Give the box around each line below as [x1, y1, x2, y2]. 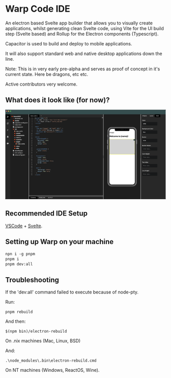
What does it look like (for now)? [5, 96, 110, 104]
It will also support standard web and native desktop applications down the [5, 50, 163, 57]
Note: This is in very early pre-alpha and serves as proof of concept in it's [5, 66, 160, 72]
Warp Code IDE [5, 3, 70, 15]
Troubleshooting [5, 276, 60, 284]
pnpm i [5, 257, 19, 262]
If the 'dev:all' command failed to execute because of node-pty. [5, 289, 139, 295]
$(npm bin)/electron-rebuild [5, 329, 67, 334]
